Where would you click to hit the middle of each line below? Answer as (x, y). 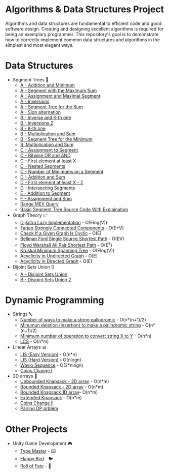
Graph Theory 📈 (30, 215)
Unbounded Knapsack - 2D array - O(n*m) (65, 381)
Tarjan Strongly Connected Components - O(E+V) (72, 228)
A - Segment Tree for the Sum (51, 107)
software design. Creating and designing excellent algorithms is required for (85, 28)
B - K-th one (33, 128)
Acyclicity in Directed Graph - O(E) (56, 261)
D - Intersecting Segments (48, 188)
